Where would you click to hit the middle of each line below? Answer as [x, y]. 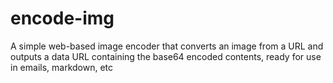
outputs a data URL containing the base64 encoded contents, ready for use [166, 56]
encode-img [62, 18]
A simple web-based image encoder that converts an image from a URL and [167, 46]
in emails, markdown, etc [62, 67]
